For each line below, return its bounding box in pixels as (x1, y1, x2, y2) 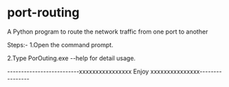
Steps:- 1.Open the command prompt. (7, 40, 113, 49)
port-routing (7, 5, 80, 21)
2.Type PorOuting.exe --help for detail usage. (7, 53, 136, 62)
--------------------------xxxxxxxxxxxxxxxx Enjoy (7, 67, 149, 75)
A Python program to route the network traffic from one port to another (7, 27, 208, 36)
